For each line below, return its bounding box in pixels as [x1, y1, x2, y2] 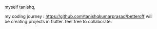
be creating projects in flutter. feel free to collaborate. [4, 19, 112, 24]
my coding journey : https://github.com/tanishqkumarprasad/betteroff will [4, 14, 153, 19]
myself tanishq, [4, 4, 36, 10]
